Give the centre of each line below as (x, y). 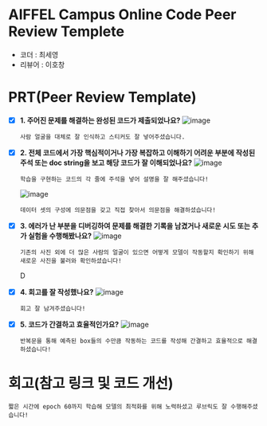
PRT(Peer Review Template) (102, 98)
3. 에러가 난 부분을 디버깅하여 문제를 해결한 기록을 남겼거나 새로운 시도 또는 (135, 226)
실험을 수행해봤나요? (60, 236)
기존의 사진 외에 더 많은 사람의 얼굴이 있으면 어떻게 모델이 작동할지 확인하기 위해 (137, 252)
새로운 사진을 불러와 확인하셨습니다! (71, 261)
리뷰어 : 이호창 (42, 64)
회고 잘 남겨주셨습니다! (53, 309)
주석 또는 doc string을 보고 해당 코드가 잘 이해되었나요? (106, 162)
